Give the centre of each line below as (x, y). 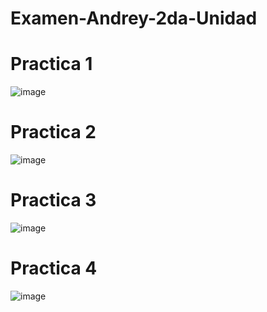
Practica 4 (54, 268)
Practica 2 (53, 132)
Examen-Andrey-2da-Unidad (134, 18)
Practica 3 (53, 200)
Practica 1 (51, 64)
